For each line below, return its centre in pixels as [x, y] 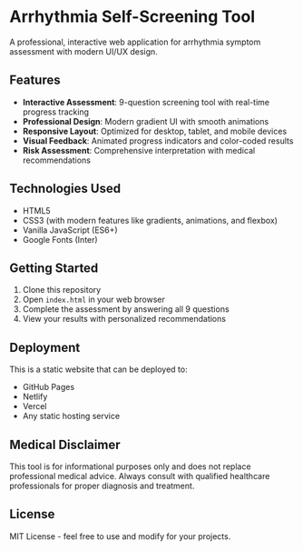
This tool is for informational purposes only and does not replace [130, 466]
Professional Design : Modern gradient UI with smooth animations [146, 121]
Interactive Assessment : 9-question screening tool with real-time [146, 102]
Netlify [35, 396]
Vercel [34, 406]
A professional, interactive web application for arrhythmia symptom [135, 42]
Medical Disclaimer [65, 444]
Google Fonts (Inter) [60, 239]
